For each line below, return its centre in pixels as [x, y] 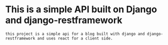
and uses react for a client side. [75, 38]
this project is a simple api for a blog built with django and [75, 34]
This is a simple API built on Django [81, 9]
